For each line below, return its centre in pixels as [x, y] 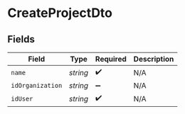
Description [154, 59]
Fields [21, 39]
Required [111, 59]
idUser [22, 98]
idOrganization [37, 85]
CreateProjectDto [60, 13]
